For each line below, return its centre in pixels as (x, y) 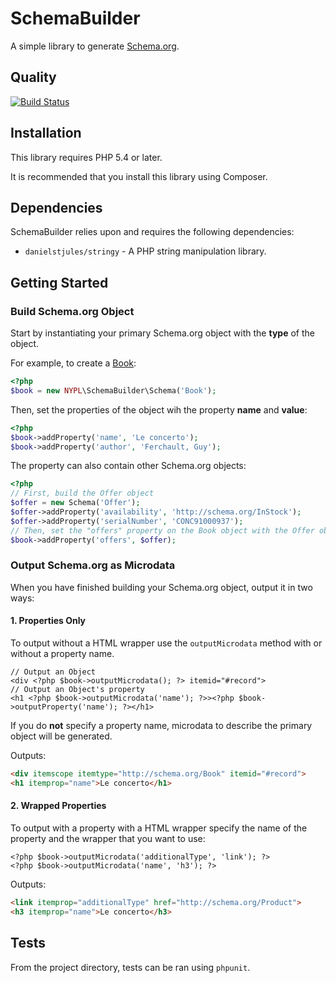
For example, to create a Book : (73, 363)
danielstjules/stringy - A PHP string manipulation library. (145, 251)
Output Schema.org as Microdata (93, 565)
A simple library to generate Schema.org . (95, 46)
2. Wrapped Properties (58, 806)
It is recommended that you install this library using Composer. (139, 176)
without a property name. (62, 654)
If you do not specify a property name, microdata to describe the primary (161, 726)
